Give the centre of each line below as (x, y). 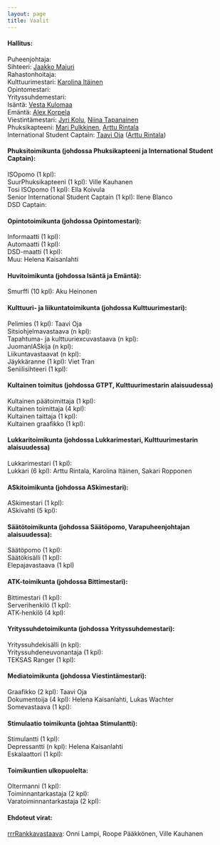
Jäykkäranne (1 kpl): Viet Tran (51, 361)
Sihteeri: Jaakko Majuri (41, 67)
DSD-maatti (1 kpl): (35, 252)
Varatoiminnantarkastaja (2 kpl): (54, 802)
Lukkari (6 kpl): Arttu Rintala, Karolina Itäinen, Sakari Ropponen (100, 471)
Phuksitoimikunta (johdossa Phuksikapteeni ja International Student (110, 151)
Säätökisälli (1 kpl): (35, 558)
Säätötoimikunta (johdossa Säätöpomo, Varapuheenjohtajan (99, 526)
